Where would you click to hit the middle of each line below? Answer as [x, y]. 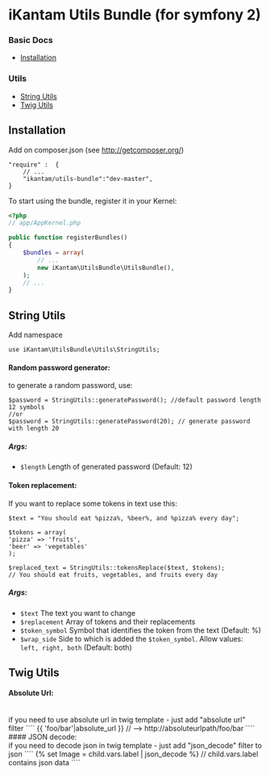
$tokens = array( [37, 532]
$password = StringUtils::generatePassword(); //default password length [135, 400]
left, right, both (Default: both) [76, 647]
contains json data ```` [44, 763]
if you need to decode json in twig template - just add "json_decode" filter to [135, 746]
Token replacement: [43, 485]
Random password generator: [59, 367]
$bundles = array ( [54, 253]
